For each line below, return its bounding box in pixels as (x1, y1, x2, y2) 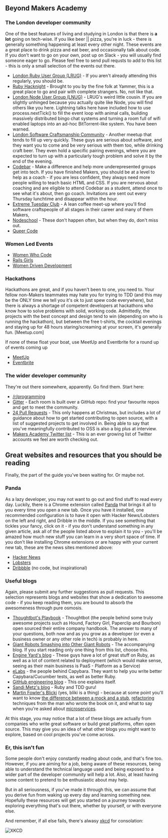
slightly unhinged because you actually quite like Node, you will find (12, 99, 153, 105)
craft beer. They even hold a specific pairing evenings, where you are (12, 147, 156, 153)
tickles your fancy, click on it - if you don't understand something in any (5, 523, 153, 529)
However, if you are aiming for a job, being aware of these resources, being (5, 761, 161, 767)
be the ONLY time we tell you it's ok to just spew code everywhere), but (5, 297, 153, 303)
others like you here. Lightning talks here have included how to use (12, 104, 151, 110)
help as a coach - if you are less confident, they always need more (12, 174, 150, 180)
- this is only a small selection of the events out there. (5, 62, 116, 69)
